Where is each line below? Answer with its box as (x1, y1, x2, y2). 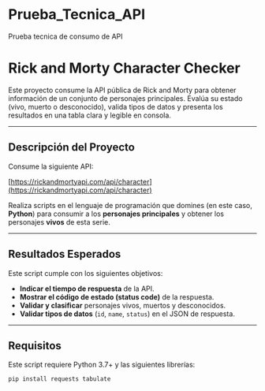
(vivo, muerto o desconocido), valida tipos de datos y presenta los (8, 102, 223, 111)
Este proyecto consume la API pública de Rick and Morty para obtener (8, 85, 237, 95)
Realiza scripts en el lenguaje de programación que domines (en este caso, (8, 200, 252, 210)
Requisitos (8, 339, 62, 352)
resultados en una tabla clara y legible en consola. (8, 110, 172, 120)
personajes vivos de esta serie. (8, 217, 110, 226)
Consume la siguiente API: (8, 162, 94, 171)
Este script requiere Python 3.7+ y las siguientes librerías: (8, 360, 196, 370)
